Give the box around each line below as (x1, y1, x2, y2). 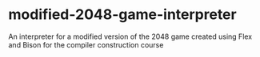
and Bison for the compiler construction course (8, 40, 164, 49)
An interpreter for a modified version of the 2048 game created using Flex (8, 32, 253, 41)
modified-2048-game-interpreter (8, 6, 238, 24)
